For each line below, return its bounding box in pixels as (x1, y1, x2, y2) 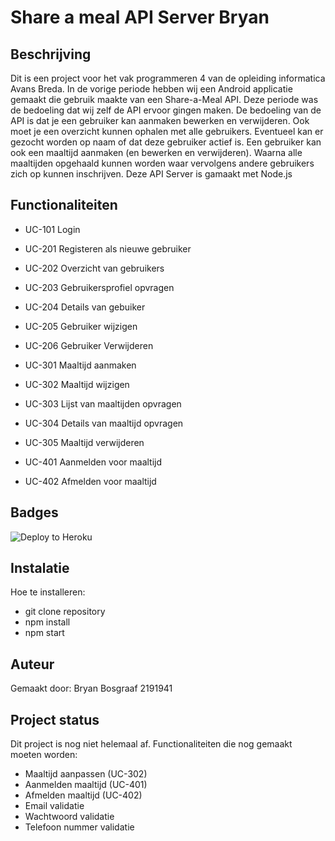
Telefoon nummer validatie (24, 821, 135, 833)
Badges (10, 504, 59, 521)
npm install (24, 616, 71, 628)
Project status (10, 711, 100, 728)
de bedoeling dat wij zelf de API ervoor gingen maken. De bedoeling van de (10, 104, 322, 116)
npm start (24, 627, 65, 639)
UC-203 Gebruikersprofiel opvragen (24, 281, 175, 293)
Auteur (10, 656, 55, 673)
